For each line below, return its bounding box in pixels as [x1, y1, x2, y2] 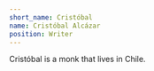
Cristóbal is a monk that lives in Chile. [9, 54, 146, 65]
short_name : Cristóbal [9, 12, 93, 22]
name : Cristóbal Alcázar [9, 21, 101, 30]
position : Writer [9, 29, 73, 38]
